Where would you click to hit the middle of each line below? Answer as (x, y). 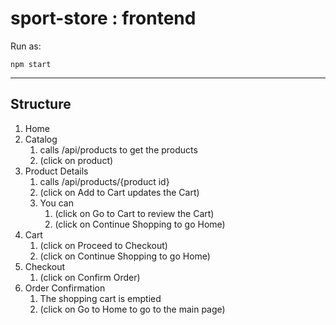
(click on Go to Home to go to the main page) (132, 309)
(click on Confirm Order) (90, 277)
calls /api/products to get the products (118, 149)
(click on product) (76, 160)
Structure (41, 104)
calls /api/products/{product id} (104, 181)
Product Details (56, 171)
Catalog (41, 139)
